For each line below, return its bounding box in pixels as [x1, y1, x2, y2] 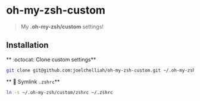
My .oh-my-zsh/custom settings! [20, 23, 104, 30]
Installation [6, 40, 49, 50]
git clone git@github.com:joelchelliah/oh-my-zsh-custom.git [6, 67, 161, 73]
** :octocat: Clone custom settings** [6, 56, 96, 63]
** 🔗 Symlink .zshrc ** [6, 78, 60, 85]
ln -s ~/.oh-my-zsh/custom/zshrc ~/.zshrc [6, 89, 113, 95]
